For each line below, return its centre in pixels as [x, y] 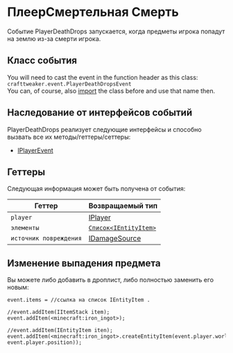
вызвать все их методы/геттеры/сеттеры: [69, 137]
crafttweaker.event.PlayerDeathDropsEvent [69, 84]
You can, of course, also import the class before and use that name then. [111, 90]
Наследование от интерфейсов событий [100, 113]
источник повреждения [46, 238]
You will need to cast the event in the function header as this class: [103, 77]
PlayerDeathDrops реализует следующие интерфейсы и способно [105, 129]
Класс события [42, 61]
